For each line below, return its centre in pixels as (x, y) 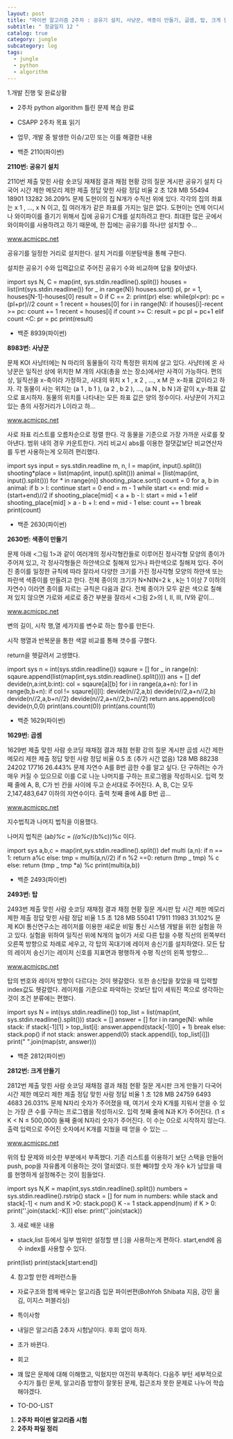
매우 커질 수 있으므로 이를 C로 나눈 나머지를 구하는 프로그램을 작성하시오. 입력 (112, 775)
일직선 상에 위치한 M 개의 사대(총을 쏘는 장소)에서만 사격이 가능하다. (117, 371)
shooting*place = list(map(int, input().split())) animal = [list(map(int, (103, 473)
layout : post (26, 14)
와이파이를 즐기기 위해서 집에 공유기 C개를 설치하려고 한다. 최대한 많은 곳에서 (118, 216)
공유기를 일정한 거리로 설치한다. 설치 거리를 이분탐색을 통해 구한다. (97, 253)
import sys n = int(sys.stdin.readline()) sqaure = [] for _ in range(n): (103, 669)
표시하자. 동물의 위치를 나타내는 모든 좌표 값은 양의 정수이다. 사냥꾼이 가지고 (122, 397)
